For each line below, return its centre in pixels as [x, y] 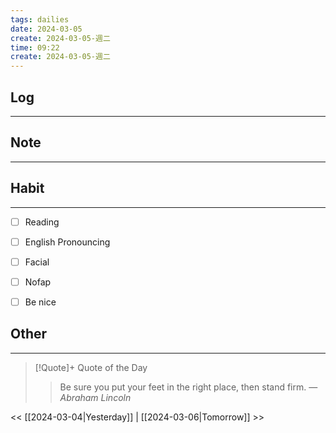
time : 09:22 [35, 47]
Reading [42, 222]
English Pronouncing [67, 242]
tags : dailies [40, 19]
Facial [37, 262]
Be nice [40, 302]
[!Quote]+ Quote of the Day [91, 367]
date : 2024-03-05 [46, 29]
